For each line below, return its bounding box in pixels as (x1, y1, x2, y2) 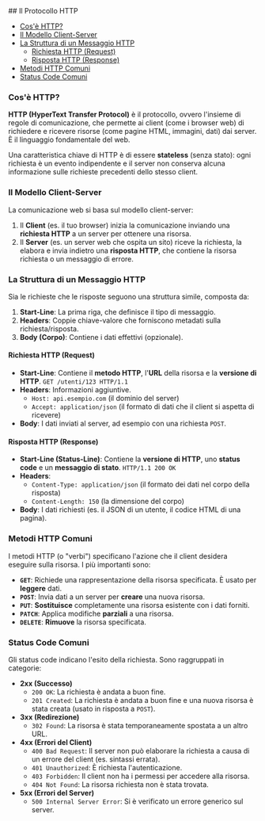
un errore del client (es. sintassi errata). (31, 754, 161, 764)
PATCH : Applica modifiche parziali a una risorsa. (19, 609, 174, 618)
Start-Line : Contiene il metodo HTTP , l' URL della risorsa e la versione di (19, 368, 257, 378)
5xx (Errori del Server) (19, 788, 95, 797)
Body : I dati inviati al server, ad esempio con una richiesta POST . (19, 418, 227, 429)
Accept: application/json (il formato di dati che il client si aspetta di (31, 402, 255, 411)
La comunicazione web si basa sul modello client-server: (8, 204, 194, 215)
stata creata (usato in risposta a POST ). (31, 704, 156, 713)
